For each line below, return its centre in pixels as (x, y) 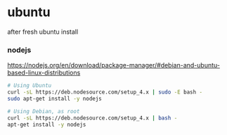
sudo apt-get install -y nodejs (54, 98)
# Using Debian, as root (44, 111)
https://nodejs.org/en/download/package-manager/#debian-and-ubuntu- (113, 65)
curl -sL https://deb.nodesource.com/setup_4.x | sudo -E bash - (105, 92)
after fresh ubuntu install (43, 32)
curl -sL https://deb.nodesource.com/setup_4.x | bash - (92, 118)
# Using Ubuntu (30, 86)
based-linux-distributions (44, 73)
